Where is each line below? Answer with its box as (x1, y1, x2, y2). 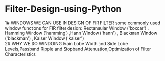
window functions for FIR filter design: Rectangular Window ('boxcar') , (5, 25, 149, 30)
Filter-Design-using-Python (5, 3, 122, 15)
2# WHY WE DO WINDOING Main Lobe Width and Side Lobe (5, 40, 128, 46)
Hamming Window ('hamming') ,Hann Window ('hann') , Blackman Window (5, 30, 158, 36)
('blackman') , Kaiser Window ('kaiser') (5, 35, 84, 41)
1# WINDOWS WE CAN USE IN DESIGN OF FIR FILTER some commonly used (5, 20, 160, 26)
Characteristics (5, 51, 36, 57)
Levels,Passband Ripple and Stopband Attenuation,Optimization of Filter (5, 46, 151, 52)
